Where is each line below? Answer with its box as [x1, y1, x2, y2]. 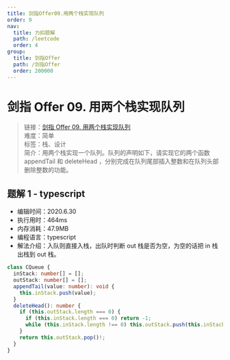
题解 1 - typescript [7, 188, 86, 200]
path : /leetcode [13, 36, 60, 43]
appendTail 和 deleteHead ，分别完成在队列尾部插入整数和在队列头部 [23, 157, 219, 165]
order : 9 [7, 16, 32, 23]
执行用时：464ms [16, 216, 68, 224]
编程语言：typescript [16, 233, 77, 241]
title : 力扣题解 [13, 29, 56, 36]
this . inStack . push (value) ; [19, 289, 97, 296]
